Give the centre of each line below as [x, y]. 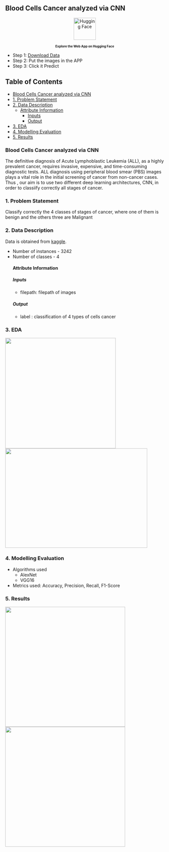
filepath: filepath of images [48, 292]
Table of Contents [34, 82]
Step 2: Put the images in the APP [47, 61]
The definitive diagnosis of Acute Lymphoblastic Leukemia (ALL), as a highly [84, 161]
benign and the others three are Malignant [49, 217]
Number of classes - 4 [36, 257]
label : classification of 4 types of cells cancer [68, 317]
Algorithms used [30, 569]
